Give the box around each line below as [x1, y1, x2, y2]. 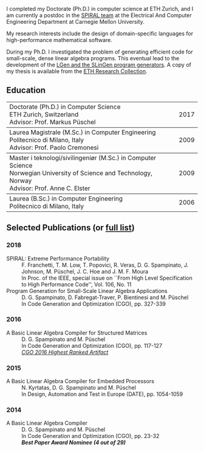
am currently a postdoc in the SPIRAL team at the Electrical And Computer [6, 12, 192, 19]
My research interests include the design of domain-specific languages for [6, 30, 193, 37]
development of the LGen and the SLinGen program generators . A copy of [6, 61, 191, 68]
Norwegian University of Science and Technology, [9, 169, 153, 177]
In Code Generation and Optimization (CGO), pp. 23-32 [21, 433, 160, 440]
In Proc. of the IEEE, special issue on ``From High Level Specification [21, 274, 192, 281]
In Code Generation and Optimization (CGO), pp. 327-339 [21, 300, 166, 307]
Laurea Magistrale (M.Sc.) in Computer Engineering [9, 128, 156, 136]
